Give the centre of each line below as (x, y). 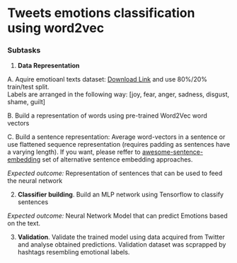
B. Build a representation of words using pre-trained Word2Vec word (107, 116)
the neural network (35, 181)
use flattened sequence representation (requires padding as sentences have (119, 145)
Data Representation (48, 66)
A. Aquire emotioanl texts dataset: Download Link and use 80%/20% (107, 79)
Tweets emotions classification (101, 13)
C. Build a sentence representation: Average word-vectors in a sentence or (116, 137)
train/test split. (28, 87)
